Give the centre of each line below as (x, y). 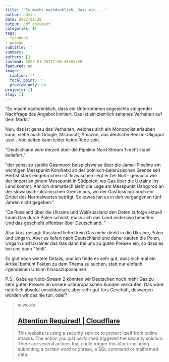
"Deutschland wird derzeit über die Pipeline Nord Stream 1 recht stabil (78, 150)
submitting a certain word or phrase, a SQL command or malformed (88, 349)
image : (12, 71)
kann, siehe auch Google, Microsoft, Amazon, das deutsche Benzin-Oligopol (84, 135)
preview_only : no (28, 85)
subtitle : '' (19, 47)
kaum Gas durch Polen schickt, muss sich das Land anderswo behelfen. (80, 218)
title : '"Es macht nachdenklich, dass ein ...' (56, 10)
